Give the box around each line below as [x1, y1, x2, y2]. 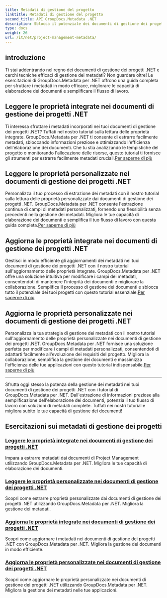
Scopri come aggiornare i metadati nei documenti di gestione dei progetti [5, 536, 155, 542]
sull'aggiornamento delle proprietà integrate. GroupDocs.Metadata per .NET [5, 268, 161, 274]
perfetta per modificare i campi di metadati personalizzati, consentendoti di [5, 346, 160, 352]
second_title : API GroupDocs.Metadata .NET [5, 16, 97, 21]
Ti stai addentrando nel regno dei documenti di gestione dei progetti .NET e [5, 67, 160, 73]
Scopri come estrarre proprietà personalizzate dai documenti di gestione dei [5, 495, 162, 501]
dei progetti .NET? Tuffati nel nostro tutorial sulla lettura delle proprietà [5, 128, 150, 134]
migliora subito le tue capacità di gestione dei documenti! [5, 408, 123, 414]
